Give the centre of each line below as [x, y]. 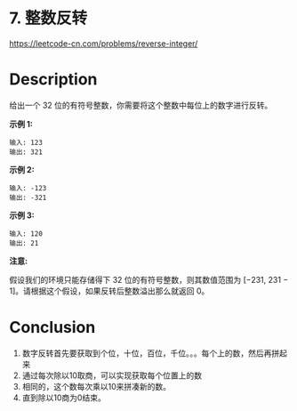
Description [53, 80]
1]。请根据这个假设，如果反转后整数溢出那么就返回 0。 [109, 291]
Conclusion [52, 328]
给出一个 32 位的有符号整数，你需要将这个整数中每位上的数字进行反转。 [141, 105]
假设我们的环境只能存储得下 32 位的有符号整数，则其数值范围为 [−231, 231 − [149, 279]
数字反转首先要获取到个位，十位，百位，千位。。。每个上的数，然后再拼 [151, 353]
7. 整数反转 [48, 18]
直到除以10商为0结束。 [64, 398]
